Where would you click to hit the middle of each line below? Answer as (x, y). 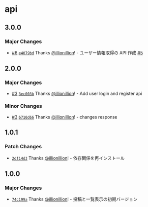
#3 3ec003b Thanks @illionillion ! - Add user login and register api (77, 93)
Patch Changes (23, 147)
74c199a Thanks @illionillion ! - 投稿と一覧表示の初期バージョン (75, 199)
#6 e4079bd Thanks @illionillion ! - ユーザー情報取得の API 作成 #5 (77, 52)
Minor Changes (23, 106)
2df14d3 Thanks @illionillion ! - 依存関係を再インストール (68, 158)
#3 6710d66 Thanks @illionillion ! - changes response (64, 117)
